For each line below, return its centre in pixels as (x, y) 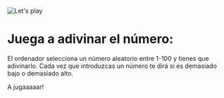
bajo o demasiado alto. (41, 73)
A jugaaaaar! (26, 87)
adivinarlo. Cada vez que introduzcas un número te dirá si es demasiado (112, 66)
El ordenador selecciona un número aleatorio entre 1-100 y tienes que (108, 58)
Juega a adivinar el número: (91, 39)
